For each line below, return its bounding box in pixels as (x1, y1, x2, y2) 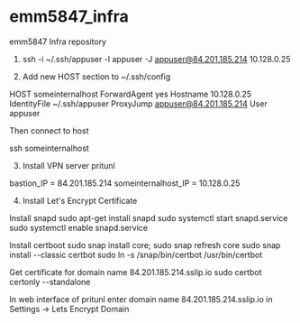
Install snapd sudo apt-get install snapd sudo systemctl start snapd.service (9, 212, 288, 223)
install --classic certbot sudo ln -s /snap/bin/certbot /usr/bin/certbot (9, 249, 263, 260)
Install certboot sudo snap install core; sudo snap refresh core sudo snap (9, 239, 281, 250)
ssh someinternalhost (9, 143, 90, 153)
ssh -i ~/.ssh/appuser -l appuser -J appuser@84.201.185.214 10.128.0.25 (22, 53, 291, 64)
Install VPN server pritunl (22, 160, 115, 171)
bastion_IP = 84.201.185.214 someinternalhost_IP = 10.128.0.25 (9, 178, 241, 189)
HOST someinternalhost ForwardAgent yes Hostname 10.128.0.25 (9, 88, 252, 99)
